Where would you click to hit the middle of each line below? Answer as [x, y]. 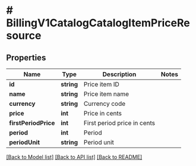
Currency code [105, 104]
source [24, 36]
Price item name [106, 94]
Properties [26, 57]
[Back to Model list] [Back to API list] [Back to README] [74, 157]
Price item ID [102, 84]
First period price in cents [119, 123]
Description [119, 74]
